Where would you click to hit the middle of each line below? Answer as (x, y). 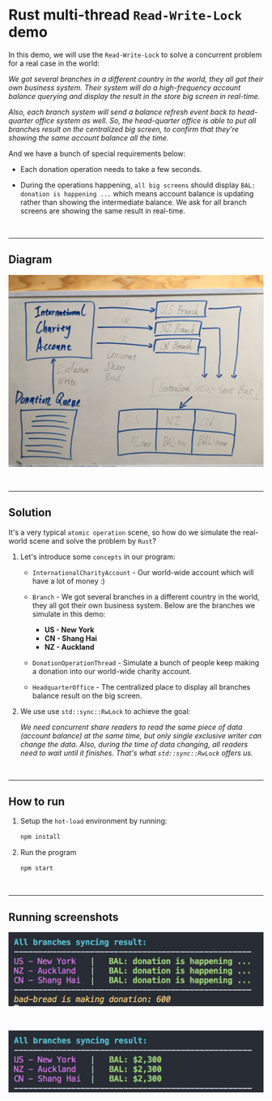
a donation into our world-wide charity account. (112, 671)
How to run (37, 801)
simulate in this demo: (69, 613)
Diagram (30, 260)
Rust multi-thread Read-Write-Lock (125, 15)
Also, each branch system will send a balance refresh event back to (122, 112)
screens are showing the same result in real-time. (103, 211)
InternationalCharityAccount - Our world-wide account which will (143, 572)
